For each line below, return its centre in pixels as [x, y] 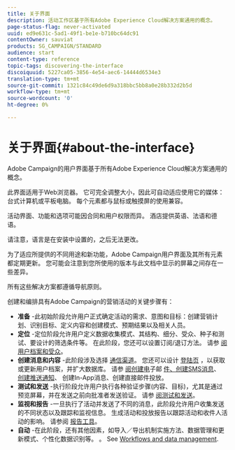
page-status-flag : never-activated [59, 27]
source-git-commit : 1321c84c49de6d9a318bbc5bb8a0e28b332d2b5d [100, 85]
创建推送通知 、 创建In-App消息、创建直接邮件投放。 [92, 377]
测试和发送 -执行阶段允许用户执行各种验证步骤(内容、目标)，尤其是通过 [120, 386]
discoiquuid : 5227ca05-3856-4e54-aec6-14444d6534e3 [84, 72]
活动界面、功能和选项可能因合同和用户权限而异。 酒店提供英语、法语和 [109, 216]
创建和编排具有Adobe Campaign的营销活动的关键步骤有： [91, 301]
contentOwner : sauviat [40, 40]
